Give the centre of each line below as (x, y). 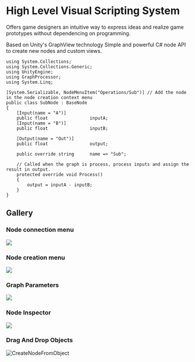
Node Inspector (29, 313)
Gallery (20, 213)
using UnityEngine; (30, 72)
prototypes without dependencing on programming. (68, 33)
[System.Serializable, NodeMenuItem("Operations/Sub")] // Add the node (96, 92)
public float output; (62, 144)
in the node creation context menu (49, 97)
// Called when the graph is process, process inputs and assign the (103, 164)
